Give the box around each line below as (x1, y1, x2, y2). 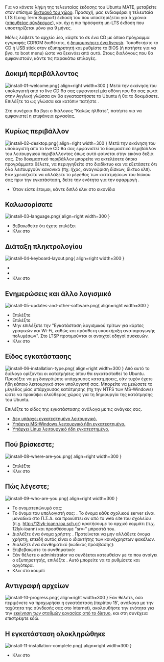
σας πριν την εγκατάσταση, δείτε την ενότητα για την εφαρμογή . (5, 177, 140, 183)
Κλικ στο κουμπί (12, 567, 45, 573)
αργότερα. (12, 562, 34, 568)
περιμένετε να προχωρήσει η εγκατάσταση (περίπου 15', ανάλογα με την (5, 600, 154, 606)
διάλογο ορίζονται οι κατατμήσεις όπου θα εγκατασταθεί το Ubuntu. (5, 371, 145, 376)
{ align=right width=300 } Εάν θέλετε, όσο (57, 595, 143, 601)
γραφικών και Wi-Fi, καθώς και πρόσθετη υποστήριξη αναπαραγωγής (12, 328, 156, 334)
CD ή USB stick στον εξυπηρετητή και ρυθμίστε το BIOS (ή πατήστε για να (5, 45, 157, 51)
